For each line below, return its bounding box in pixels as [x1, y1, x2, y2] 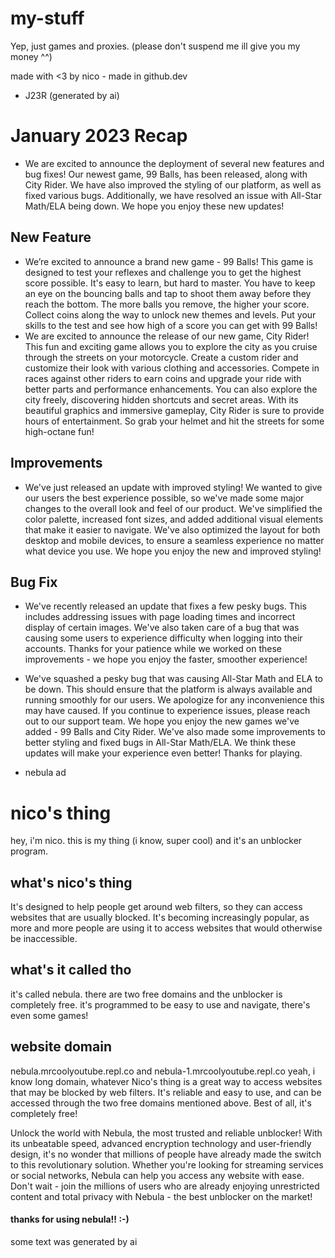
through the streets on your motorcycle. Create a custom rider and [24, 351, 299, 363]
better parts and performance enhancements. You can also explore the [24, 383, 318, 395]
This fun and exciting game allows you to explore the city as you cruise [24, 340, 318, 352]
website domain [10, 1038, 112, 1056]
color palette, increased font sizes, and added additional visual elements [24, 513, 324, 525]
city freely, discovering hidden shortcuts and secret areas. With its [24, 393, 299, 406]
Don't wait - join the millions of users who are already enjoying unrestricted [10, 1180, 320, 1192]
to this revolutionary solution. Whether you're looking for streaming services [10, 1158, 324, 1171]
